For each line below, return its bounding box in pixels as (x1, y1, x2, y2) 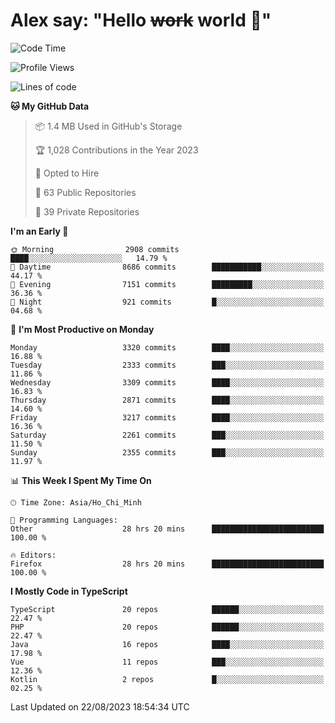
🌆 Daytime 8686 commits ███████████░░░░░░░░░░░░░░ (10, 262, 325, 272)
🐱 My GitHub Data (10, 100, 90, 112)
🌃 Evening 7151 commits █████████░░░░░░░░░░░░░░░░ (10, 279, 325, 289)
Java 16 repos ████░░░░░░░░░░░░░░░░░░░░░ (10, 639, 325, 649)
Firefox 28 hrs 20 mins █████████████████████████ (10, 559, 325, 569)
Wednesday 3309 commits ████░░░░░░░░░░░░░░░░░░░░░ (10, 377, 325, 388)
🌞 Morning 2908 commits (10, 244, 180, 254)
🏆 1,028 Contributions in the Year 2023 (34, 144, 199, 156)
